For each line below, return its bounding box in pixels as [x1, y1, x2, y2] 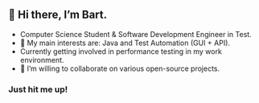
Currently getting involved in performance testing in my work [19, 46, 223, 56]
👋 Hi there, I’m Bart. [8, 8, 108, 22]
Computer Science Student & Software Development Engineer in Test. [19, 29, 252, 39]
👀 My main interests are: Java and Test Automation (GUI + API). [19, 38, 231, 47]
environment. [19, 55, 64, 64]
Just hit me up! [8, 84, 68, 95]
